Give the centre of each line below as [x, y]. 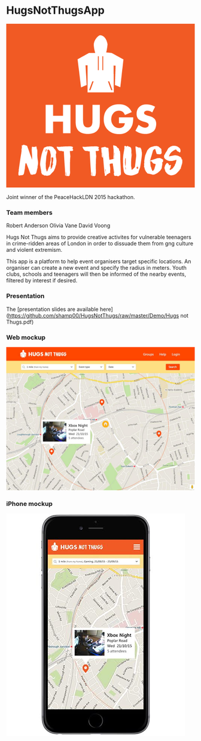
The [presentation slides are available [52, 309]
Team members [29, 213]
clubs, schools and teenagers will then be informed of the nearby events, [96, 274]
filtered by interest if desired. [42, 280]
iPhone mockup [29, 504]
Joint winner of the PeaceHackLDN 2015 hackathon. [71, 197]
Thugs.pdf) [20, 322]
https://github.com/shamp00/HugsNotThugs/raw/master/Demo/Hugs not [98, 315]
